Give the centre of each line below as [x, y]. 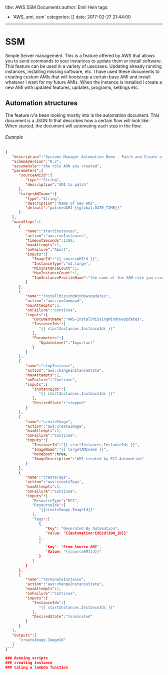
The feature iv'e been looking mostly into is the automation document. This [82, 115]
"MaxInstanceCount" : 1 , [55, 273]
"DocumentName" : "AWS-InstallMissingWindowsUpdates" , [88, 319]
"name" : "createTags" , [48, 477]
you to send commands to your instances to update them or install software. [84, 61]
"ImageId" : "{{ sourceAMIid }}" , [65, 259]
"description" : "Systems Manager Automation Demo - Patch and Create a [87, 157]
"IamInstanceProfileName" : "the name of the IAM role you [92, 278]
